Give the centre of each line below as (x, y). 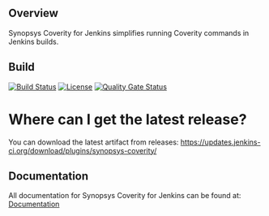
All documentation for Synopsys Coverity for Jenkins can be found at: (125, 196)
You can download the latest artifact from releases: (94, 142)
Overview (34, 13)
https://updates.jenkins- (220, 142)
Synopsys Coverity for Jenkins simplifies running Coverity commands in (129, 32)
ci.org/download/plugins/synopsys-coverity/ (83, 150)
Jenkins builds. (34, 41)
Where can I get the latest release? (128, 119)
